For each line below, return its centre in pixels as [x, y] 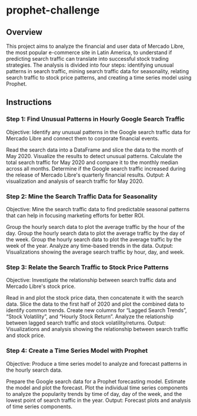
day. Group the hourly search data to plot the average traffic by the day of [96, 233]
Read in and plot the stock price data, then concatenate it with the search [95, 298]
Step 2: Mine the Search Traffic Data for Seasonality [82, 196]
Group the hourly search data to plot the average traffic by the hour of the [96, 227]
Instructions [29, 102]
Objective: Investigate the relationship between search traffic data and [91, 280]
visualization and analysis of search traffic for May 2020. [75, 181]
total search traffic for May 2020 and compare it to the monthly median [92, 162]
